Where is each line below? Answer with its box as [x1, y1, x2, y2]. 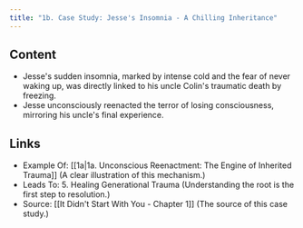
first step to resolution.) [22, 189, 111, 200]
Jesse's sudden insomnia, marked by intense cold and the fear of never [22, 71, 291, 82]
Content [9, 47, 57, 63]
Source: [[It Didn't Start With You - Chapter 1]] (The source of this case [22, 199, 288, 210]
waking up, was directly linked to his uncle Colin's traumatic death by [22, 81, 282, 92]
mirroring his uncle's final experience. [22, 110, 165, 121]
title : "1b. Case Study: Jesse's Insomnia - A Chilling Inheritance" [9, 13, 279, 23]
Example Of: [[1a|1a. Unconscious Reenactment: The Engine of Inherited [22, 160, 292, 171]
